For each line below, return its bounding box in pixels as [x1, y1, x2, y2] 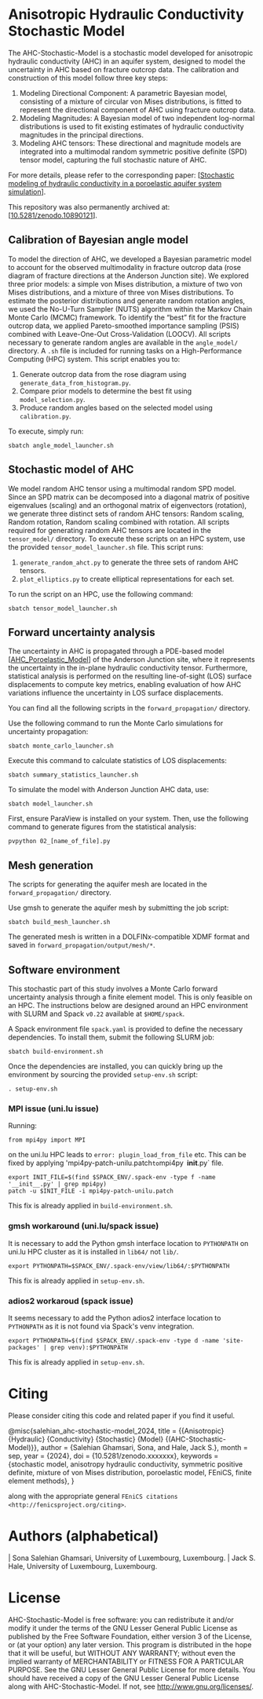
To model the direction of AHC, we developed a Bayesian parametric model [8, 254, 252, 264]
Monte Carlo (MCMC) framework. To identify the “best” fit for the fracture [8, 312, 247, 322]
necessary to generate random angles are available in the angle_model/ [8, 338, 238, 347]
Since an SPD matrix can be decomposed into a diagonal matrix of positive [8, 492, 250, 502]
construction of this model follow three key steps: [8, 73, 169, 82]
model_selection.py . [19, 394, 86, 404]
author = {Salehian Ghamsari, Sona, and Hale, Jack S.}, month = [40, 1442, 249, 1452]
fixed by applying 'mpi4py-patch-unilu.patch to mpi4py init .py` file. [8, 1158, 224, 1167]
